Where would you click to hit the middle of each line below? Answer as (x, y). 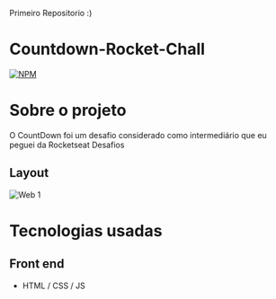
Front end (37, 264)
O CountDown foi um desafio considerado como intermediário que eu (138, 135)
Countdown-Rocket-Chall (107, 49)
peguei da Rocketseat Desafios (67, 145)
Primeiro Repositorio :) (51, 13)
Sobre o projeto (68, 110)
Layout (29, 173)
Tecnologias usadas (86, 230)
